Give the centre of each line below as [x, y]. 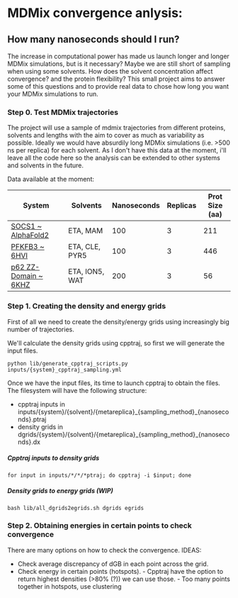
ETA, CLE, [85, 247]
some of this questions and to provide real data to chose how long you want [118, 86]
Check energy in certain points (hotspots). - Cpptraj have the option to [120, 571]
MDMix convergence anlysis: [95, 13]
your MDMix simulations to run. [53, 94]
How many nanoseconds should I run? [93, 39]
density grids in [40, 426]
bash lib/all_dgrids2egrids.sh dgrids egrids [75, 508]
